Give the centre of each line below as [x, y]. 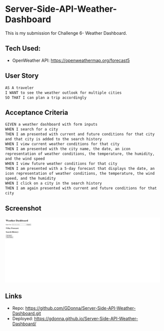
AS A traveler [20, 88]
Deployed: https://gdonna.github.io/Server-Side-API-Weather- [75, 318]
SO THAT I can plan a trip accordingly [46, 97]
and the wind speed [25, 159]
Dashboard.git [27, 313]
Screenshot [23, 208]
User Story [22, 76]
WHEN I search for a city [31, 129]
